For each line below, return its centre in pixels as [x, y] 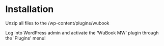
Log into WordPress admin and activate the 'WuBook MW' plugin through [82, 32]
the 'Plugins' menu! [25, 38]
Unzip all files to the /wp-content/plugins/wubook [57, 23]
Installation [30, 9]
